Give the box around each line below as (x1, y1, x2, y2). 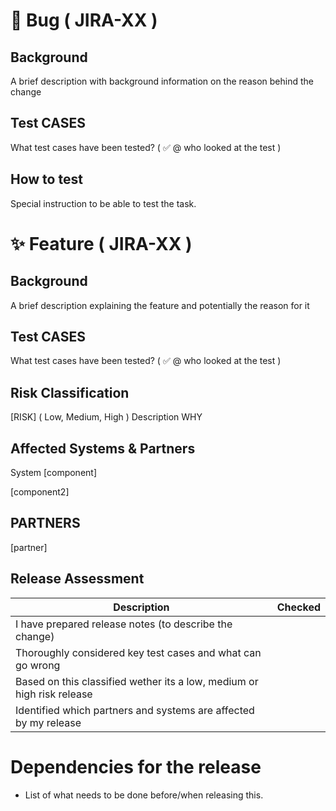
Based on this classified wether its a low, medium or (15, 674, 259, 688)
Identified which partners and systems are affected (15, 703, 255, 717)
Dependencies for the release (10, 755, 262, 778)
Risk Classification (10, 384, 130, 401)
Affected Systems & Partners (10, 440, 196, 457)
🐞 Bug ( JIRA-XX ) (10, 9, 158, 32)
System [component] (10, 467, 98, 479)
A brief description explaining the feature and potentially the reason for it (10, 299, 310, 311)
